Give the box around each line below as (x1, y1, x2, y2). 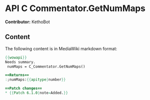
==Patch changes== (5, 86, 42, 91)
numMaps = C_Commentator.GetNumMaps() (7, 64, 86, 69)
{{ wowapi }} (5, 55, 27, 60)
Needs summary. (5, 59, 36, 64)
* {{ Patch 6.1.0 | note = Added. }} (5, 90, 68, 95)
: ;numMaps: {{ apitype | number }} (5, 77, 66, 82)
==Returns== (5, 73, 29, 78)
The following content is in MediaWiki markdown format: (5, 45, 118, 51)
